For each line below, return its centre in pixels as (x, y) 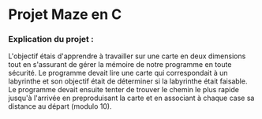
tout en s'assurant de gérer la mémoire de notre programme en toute (120, 65)
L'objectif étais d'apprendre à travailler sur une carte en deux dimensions (127, 56)
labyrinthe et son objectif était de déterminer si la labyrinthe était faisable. (128, 81)
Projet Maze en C (65, 15)
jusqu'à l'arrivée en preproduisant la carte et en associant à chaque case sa (131, 98)
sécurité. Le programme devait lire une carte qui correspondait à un (118, 73)
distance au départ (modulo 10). (60, 106)
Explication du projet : (51, 39)
